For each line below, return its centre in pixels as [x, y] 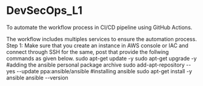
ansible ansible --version [37, 78]
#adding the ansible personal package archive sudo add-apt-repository [95, 65]
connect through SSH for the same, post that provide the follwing [88, 51]
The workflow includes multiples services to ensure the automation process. [101, 39]
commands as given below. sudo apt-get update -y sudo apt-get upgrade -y [101, 58]
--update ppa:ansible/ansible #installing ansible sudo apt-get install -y [104, 71]
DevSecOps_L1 [45, 11]
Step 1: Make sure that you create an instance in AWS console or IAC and [98, 45]
